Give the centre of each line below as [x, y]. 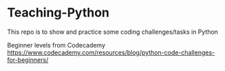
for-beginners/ [28, 59]
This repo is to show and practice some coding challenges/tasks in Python [113, 32]
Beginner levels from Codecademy [56, 45]
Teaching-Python [58, 13]
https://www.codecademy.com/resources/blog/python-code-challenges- [111, 52]
